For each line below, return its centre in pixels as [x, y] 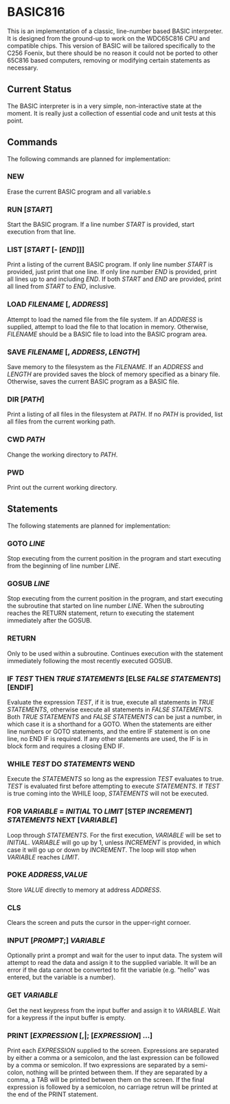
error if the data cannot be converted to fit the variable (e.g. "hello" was [108, 970]
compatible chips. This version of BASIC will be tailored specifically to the [111, 45]
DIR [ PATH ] [26, 399]
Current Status [39, 89]
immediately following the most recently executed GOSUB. [90, 660]
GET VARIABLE [33, 995]
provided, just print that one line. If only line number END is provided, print [112, 272]
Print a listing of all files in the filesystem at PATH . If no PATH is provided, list [115, 415]
